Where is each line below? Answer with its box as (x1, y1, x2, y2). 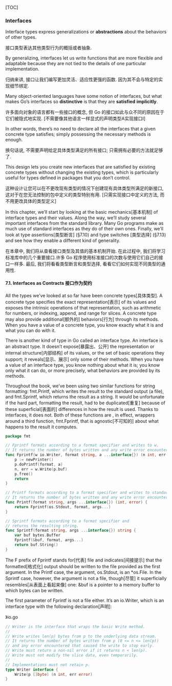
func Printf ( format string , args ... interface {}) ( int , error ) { (5, 500, 148, 505)
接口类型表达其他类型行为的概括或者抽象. (5, 45, 92, 51)
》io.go (5, 614, 18, 620)
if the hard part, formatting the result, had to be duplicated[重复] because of (5, 400, 165, 406)
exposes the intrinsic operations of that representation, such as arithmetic (5, 304, 161, 310)
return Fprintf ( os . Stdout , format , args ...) (14, 504, 111, 509)
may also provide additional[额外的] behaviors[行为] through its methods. (5, 316, 160, 322)
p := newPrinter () (14, 457, 54, 462)
